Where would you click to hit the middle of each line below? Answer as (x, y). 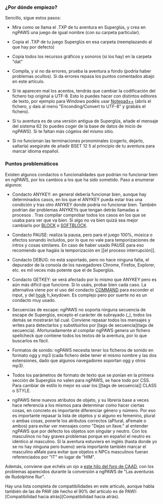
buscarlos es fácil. (30, 340)
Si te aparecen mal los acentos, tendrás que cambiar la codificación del (84, 91)
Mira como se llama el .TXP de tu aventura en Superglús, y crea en (79, 27)
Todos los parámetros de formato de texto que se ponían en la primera (83, 375)
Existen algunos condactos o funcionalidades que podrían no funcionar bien (81, 174)
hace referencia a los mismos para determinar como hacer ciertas (78, 405)
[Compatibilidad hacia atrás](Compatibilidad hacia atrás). (62, 496)
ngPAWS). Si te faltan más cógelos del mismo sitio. (63, 131)
